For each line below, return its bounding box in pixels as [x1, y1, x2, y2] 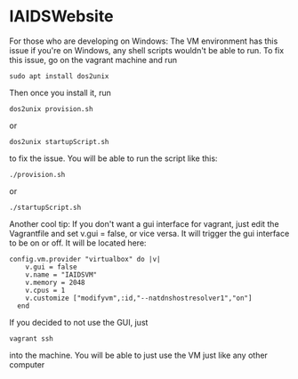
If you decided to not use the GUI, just [9, 317, 149, 327]
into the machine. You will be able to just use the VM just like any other [9, 350, 269, 360]
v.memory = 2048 [25, 278, 86, 286]
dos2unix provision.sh [9, 104, 93, 113]
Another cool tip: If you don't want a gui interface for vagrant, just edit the [9, 218, 279, 229]
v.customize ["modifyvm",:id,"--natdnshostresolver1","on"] [25, 294, 253, 302]
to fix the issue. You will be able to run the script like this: [9, 153, 218, 164]
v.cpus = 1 [25, 286, 66, 294]
